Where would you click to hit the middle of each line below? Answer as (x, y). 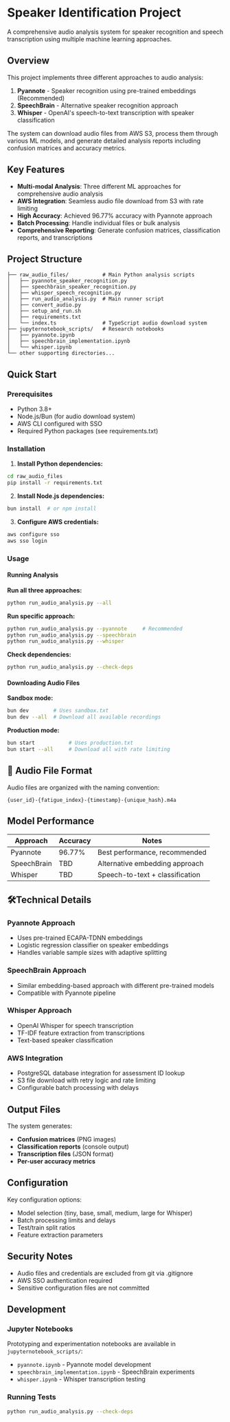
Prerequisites (30, 394)
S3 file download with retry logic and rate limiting (87, 1080)
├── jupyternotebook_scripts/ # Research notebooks (86, 329)
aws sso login (27, 541)
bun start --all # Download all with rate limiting (89, 750)
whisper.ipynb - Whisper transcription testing (81, 1379)
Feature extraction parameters (60, 1235)
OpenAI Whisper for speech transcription (75, 1025)
